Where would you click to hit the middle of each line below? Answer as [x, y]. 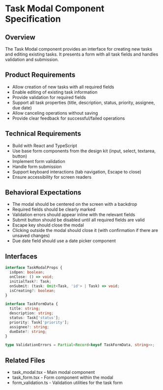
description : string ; [32, 313]
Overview [20, 37]
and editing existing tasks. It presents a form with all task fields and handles [82, 54]
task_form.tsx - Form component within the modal [63, 378]
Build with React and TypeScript [44, 145]
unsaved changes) [31, 236]
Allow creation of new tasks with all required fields [63, 87]
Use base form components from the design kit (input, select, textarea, [84, 151]
